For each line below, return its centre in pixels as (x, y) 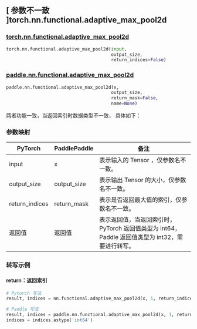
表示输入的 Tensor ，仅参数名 (140, 160)
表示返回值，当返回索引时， (137, 220)
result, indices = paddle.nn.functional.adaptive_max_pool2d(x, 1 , (90, 315)
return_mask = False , (135, 98)
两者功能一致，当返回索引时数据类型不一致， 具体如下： (74, 116)
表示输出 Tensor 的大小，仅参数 (143, 180)
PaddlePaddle (74, 149)
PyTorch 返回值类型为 (129, 229)
